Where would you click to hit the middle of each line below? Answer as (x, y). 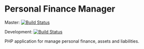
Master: (12, 22)
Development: (18, 32)
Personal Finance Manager (60, 9)
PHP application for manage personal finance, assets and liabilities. (72, 41)
